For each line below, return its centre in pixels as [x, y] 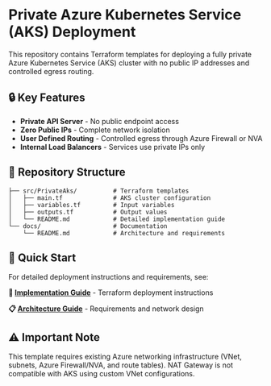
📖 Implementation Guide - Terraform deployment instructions [111, 293]
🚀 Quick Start [42, 257]
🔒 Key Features [47, 98]
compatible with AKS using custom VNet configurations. [102, 374]
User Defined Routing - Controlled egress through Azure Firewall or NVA [141, 138]
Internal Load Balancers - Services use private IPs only [113, 147]
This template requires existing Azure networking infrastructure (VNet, [125, 357]
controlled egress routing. [51, 71]
